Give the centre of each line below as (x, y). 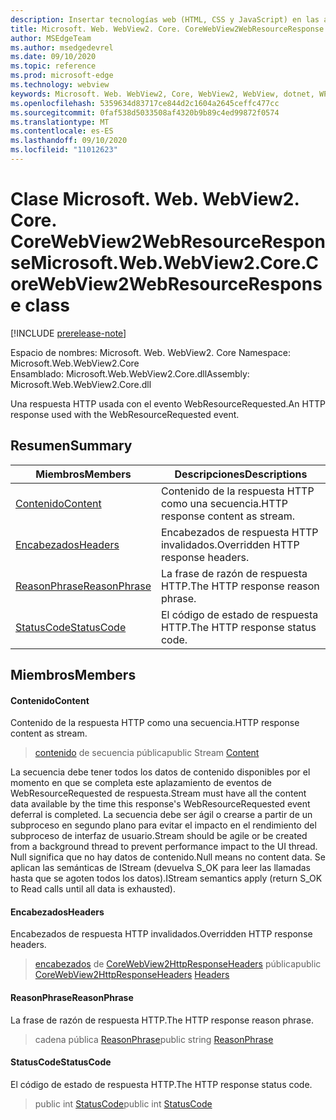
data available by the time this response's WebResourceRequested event (160, 804)
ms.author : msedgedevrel (62, 47)
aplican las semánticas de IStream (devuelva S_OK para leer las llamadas (161, 868)
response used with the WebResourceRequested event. (125, 414)
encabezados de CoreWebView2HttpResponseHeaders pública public (178, 964)
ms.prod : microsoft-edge (62, 76)
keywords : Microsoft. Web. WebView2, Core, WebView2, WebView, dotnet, (162, 94)
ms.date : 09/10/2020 (53, 57)
